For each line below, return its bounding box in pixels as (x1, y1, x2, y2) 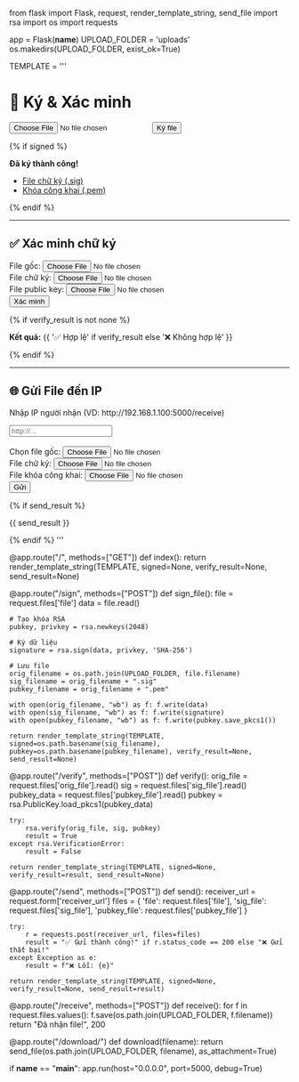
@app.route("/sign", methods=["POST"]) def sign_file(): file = (9, 587, 234, 599)
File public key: (9, 284, 65, 295)
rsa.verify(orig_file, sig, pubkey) (25, 823, 162, 833)
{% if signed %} (9, 141, 69, 151)
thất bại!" (9, 945, 50, 955)
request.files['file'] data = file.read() (9, 597, 141, 608)
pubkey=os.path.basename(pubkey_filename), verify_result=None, (9, 747, 253, 755)
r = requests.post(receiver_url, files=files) (25, 930, 201, 939)
